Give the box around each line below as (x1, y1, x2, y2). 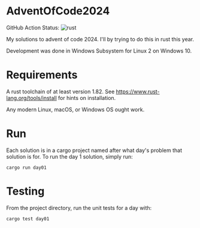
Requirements (6, 68, 78, 82)
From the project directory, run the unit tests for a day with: (6, 204, 152, 211)
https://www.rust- (116, 88, 160, 95)
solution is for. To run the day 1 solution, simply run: (6, 153, 133, 160)
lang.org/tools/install (6, 94, 57, 101)
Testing (6, 184, 45, 198)
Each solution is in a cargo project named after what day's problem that (6, 147, 183, 154)
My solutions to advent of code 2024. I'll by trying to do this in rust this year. (6, 35, 195, 42)
